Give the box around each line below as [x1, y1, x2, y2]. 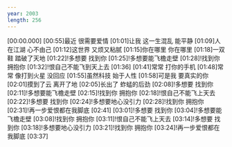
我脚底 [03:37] [7, 132, 48, 140]
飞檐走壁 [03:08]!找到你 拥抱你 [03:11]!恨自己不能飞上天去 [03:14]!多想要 [7, 114, 213, 123]
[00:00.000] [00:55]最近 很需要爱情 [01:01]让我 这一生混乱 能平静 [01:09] [7, 36, 215, 45]
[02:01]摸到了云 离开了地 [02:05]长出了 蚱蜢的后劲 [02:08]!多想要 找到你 [7, 80, 213, 88]
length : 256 [7, 17, 42, 24]
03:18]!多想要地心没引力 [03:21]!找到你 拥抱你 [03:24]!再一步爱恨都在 [23, 123, 220, 132]
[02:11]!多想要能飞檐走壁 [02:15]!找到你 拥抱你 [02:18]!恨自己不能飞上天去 [7, 88, 216, 97]
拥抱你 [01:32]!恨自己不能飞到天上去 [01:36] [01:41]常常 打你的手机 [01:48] [7, 62, 218, 71]
